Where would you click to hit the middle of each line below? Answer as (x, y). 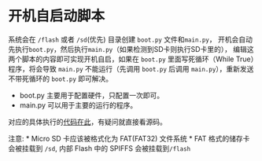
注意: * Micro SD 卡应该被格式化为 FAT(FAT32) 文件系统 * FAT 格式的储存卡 (129, 138)
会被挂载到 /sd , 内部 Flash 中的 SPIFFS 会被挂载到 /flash (100, 148)
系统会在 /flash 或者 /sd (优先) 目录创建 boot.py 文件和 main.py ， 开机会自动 (131, 39)
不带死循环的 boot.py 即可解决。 (60, 79)
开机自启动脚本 (57, 16)
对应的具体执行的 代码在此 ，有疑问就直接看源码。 (87, 122)
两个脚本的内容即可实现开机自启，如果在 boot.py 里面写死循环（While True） (131, 59)
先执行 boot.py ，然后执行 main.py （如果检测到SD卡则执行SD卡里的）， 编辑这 (131, 49)
